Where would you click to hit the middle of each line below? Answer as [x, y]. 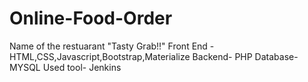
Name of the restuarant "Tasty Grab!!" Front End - [112, 46]
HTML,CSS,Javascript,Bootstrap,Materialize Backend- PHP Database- [154, 56]
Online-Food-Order [91, 18]
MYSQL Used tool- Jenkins [65, 67]
